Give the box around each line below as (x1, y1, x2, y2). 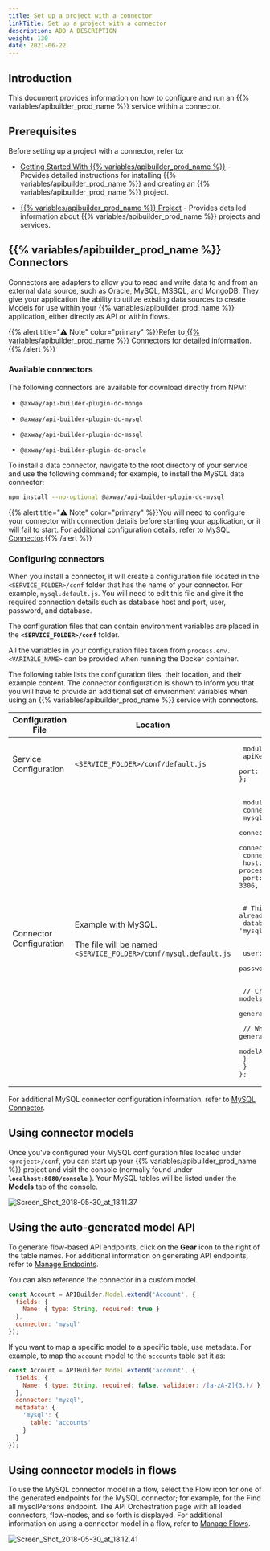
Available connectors (8, 364, 94, 375)
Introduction (8, 72, 72, 85)
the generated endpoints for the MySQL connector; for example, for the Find (8, 1493, 261, 1503)
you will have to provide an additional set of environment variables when (8, 687, 248, 697)
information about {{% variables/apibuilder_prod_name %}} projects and (19, 211, 260, 221)
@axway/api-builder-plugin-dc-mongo (19, 399, 143, 407)
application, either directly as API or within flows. (8, 311, 170, 321)
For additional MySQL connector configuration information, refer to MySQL (8, 1095, 256, 1105)
